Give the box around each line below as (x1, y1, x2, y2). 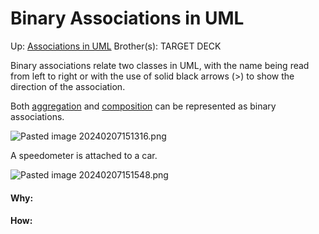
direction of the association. (10, 80, 126, 92)
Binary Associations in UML (10, 7, 245, 30)
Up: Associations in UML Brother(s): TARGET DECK (10, 40, 222, 52)
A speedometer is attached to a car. (10, 149, 158, 161)
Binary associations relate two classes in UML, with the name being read (10, 59, 310, 71)
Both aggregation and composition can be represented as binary (10, 100, 277, 112)
